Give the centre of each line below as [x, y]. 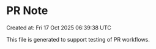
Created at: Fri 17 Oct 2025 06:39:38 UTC [59, 28]
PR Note [27, 11]
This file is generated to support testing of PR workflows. [78, 39]
